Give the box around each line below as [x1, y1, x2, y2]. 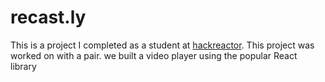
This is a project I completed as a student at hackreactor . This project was [10, 39, 315, 51]
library [10, 60, 37, 72]
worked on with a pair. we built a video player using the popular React [10, 49, 298, 61]
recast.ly [10, 6, 87, 29]
